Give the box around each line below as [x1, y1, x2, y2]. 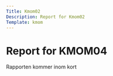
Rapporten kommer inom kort [6, 63, 77, 70]
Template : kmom [6, 19, 43, 25]
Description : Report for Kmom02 [6, 14, 85, 20]
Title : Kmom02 [6, 8, 41, 15]
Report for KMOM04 [6, 44, 107, 57]
